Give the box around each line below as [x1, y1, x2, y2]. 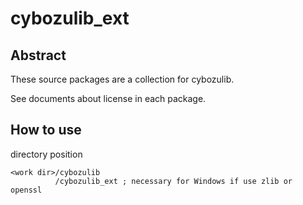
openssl [10, 185, 43, 195]
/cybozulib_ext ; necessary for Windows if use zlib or [54, 176, 293, 186]
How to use [10, 122, 82, 139]
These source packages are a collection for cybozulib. [10, 73, 235, 85]
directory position [10, 148, 83, 160]
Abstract [10, 47, 67, 64]
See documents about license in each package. [10, 93, 207, 104]
